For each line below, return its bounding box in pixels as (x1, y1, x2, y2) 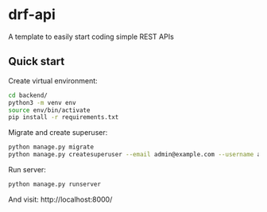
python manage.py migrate (8, 143, 94, 152)
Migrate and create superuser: (8, 128, 108, 137)
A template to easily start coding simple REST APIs (8, 32, 175, 41)
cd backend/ (8, 91, 48, 99)
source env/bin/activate (8, 106, 91, 114)
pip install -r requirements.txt (8, 114, 119, 121)
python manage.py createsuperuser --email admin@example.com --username (8, 151, 254, 159)
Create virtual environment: (8, 75, 98, 85)
